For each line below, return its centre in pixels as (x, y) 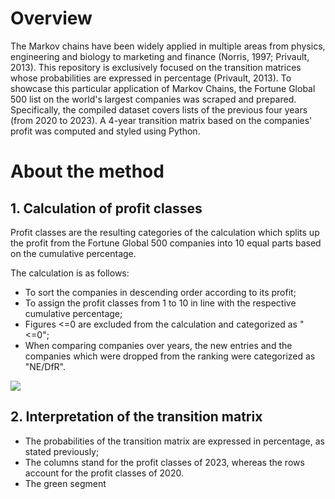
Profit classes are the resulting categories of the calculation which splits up (165, 232)
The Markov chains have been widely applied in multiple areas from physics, (168, 46)
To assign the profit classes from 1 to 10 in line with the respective (160, 303)
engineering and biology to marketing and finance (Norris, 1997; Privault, (160, 56)
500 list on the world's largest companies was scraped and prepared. (153, 99)
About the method (87, 171)
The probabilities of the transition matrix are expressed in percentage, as (174, 441)
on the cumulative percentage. (73, 253)
